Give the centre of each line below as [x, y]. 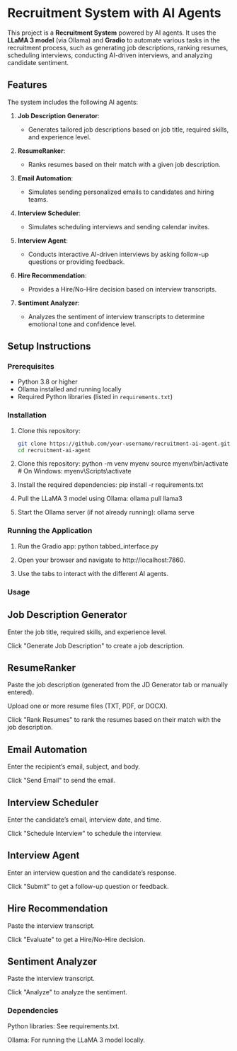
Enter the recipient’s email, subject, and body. [74, 766]
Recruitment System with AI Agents [114, 13]
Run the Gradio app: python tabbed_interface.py [88, 546]
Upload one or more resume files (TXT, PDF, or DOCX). [87, 706]
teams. [38, 199]
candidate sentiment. [38, 62]
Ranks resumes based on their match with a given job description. [124, 164]
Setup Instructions [49, 346]
